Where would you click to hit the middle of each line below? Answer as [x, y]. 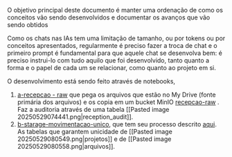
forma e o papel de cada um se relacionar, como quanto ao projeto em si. [111, 68]
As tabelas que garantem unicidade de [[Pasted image [95, 132]
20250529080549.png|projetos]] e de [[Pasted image [94, 139]
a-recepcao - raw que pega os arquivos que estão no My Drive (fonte [116, 94]
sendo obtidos [28, 25]
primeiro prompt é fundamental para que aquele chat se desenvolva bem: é [115, 53]
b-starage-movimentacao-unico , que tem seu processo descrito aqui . [117, 124]
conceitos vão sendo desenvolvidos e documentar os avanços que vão [109, 17]
